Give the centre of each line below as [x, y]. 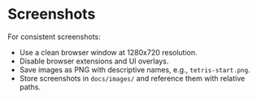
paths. [30, 87]
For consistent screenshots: [54, 37]
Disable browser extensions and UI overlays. [94, 61]
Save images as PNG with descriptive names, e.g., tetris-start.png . [135, 69]
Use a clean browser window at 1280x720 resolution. [108, 52]
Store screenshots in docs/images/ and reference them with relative [132, 78]
